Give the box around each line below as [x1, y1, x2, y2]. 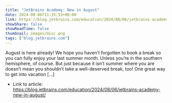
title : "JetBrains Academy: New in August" [5, 7, 100, 13]
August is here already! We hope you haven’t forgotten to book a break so [5, 49, 161, 56]
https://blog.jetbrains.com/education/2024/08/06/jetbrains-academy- [12, 86, 161, 92]
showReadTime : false [5, 26, 50, 31]
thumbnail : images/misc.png [5, 31, 66, 36]
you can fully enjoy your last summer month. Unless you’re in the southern [5, 55, 162, 61]
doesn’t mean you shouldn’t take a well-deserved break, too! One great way [5, 65, 165, 72]
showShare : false [5, 21, 42, 27]
